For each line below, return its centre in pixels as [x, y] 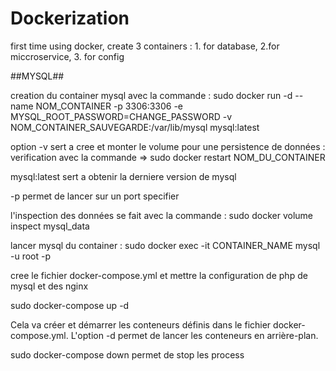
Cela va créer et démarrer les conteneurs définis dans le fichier [141, 324]
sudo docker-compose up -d [70, 305]
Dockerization [70, 18]
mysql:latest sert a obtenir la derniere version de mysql [123, 176]
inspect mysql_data [50, 226]
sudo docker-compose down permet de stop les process [127, 354]
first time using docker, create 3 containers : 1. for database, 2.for [145, 46]
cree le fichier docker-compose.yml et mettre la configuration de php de [159, 275]
